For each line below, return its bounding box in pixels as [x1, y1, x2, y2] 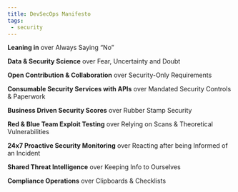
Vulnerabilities [7, 128, 50, 136]
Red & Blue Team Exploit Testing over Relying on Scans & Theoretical [7, 120, 213, 128]
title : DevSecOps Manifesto [7, 10, 91, 18]
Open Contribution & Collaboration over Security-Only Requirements [7, 71, 212, 79]
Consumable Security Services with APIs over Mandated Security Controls [7, 85, 232, 94]
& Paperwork [7, 92, 46, 101]
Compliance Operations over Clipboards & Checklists [7, 176, 167, 186]
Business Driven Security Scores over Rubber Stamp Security [7, 106, 192, 115]
